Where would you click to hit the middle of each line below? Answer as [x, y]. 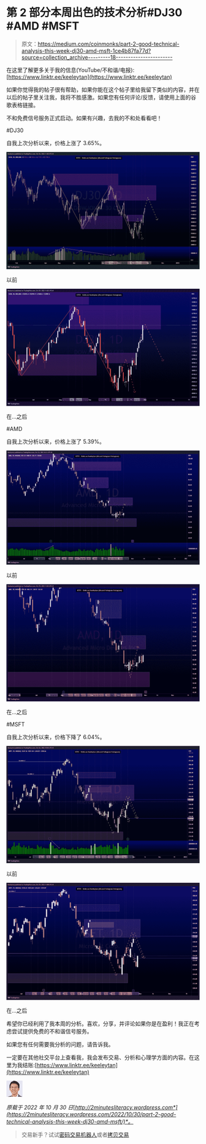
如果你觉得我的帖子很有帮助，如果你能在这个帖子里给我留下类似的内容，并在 [103, 89]
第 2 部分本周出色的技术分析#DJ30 [94, 13]
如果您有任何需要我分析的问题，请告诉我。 [60, 1044]
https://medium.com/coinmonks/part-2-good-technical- [109, 44]
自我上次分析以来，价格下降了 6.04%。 [56, 737]
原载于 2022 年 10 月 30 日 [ [41, 1108]
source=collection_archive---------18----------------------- [97, 57]
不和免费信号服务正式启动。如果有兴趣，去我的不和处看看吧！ [84, 118]
